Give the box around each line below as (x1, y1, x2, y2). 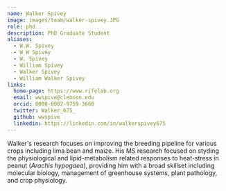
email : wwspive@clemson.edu (13, 94, 95, 101)
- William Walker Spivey (13, 74, 85, 82)
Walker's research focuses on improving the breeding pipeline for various (7, 139, 217, 147)
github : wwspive (13, 113, 60, 120)
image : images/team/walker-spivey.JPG (7, 17, 119, 24)
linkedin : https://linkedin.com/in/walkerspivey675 (13, 119, 166, 127)
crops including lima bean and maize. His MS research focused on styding (7, 147, 220, 155)
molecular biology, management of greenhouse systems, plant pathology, (7, 168, 218, 177)
